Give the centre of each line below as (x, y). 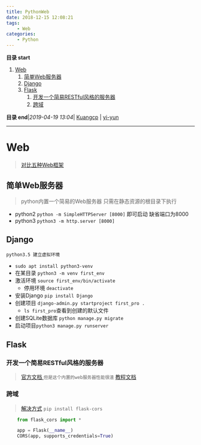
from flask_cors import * (49, 420)
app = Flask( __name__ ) (45, 431)
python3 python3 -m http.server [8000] (65, 220)
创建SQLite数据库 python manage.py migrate (69, 318)
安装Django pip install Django (54, 295)
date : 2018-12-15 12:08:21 (40, 17)
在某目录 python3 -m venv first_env (60, 273)
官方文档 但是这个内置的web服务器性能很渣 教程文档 (78, 377)
